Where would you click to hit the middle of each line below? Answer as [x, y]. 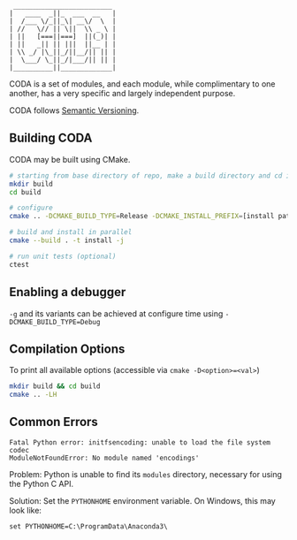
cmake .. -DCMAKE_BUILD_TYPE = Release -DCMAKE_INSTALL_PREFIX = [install [142, 217]
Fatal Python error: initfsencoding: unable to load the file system [140, 442]
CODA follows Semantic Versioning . [74, 110]
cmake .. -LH [33, 395]
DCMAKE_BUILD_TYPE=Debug [55, 322]
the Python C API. [41, 483]
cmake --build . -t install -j [67, 240]
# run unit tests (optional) [63, 256]
